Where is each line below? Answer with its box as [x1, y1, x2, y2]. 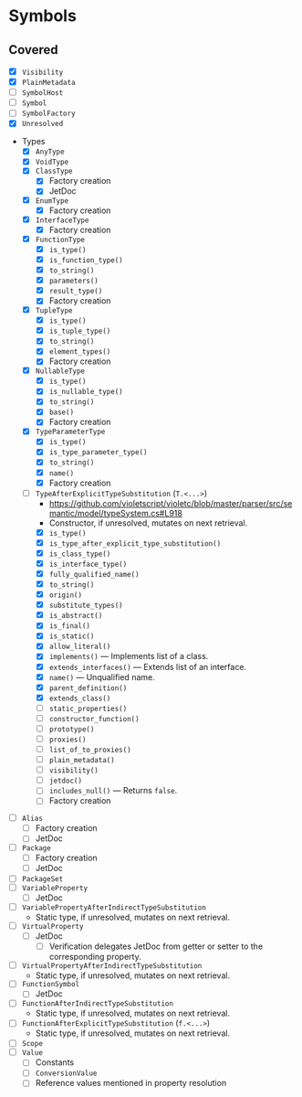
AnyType [35, 147, 65, 156]
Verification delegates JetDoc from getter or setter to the [48, 941, 264, 952]
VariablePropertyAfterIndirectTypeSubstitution [21, 902, 206, 912]
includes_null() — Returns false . [48, 785, 178, 796]
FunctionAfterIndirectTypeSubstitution [21, 999, 174, 1008]
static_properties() [48, 704, 128, 713]
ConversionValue [35, 1069, 98, 1079]
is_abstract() [48, 612, 103, 621]
